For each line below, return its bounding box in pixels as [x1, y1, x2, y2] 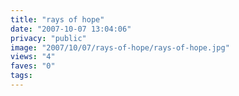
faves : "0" [10, 61, 56, 71]
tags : [10, 71, 33, 81]
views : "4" [10, 52, 56, 62]
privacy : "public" [10, 33, 87, 43]
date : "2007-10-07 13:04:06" [10, 24, 132, 34]
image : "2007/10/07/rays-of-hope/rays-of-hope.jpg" [10, 42, 230, 53]
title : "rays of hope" [10, 14, 105, 25]
